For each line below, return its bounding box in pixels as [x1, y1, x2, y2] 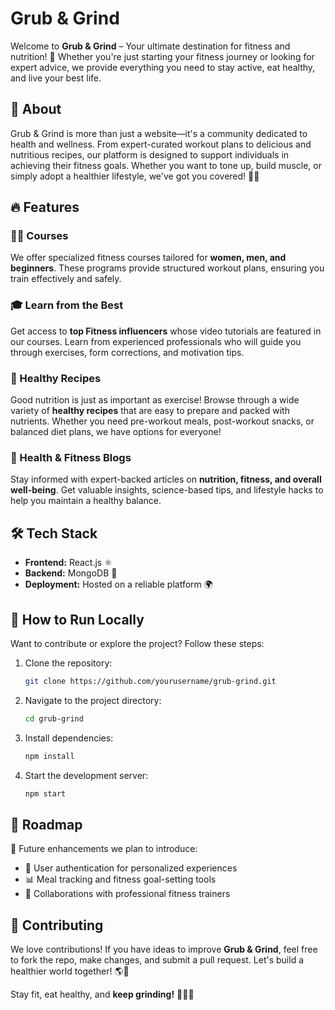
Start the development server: [24, 769, 149, 781]
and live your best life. [10, 72, 102, 84]
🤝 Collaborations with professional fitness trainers [24, 888, 231, 900]
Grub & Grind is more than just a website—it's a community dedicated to [10, 127, 308, 139]
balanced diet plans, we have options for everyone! [10, 426, 222, 438]
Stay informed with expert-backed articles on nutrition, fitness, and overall [10, 473, 322, 486]
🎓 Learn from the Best [10, 298, 124, 312]
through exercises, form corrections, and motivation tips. [10, 346, 245, 358]
